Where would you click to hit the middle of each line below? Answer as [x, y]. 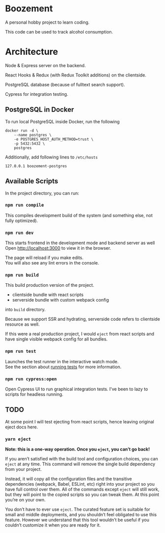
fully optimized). [22, 221]
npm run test [21, 351]
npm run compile [25, 205]
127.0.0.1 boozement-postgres [36, 166]
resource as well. [22, 324]
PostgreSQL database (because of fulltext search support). [65, 84]
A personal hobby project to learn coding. [47, 22]
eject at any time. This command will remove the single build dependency [80, 464]
